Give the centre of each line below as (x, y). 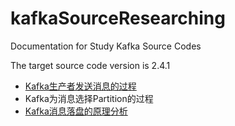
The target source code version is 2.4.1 (90, 65)
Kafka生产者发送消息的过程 (80, 86)
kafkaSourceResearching (118, 18)
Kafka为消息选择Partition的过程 (89, 98)
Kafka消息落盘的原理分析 (76, 111)
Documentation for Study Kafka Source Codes (106, 46)
